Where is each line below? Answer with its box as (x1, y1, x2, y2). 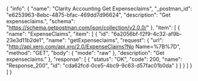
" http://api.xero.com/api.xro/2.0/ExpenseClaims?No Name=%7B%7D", (6, 43, 181, 50)
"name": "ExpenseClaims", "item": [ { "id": (6, 30, 110, 38)
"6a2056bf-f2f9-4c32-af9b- (110, 30, 182, 38)
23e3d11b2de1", (6, 37, 45, 43)
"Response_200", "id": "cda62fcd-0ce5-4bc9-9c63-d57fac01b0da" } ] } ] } (6, 62, 193, 69)
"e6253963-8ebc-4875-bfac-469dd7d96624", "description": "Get (6, 11, 171, 18)
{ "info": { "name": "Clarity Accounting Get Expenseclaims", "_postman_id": (6, 5, 193, 12)
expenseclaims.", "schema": (6, 18, 76, 24)
